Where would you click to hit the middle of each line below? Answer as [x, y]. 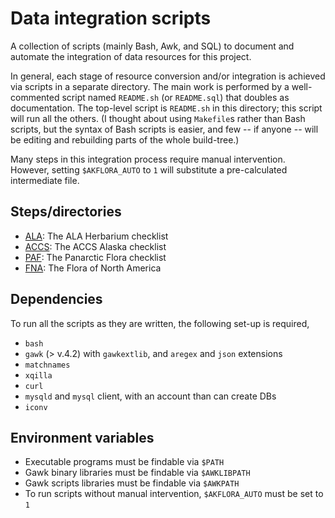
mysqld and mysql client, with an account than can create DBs [150, 396]
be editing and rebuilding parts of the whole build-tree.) [125, 139]
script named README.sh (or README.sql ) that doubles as [175, 97]
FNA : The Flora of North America [93, 268]
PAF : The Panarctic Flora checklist [95, 257]
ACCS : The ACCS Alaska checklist [95, 246]
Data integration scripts [111, 18]
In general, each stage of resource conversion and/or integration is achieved [168, 76]
